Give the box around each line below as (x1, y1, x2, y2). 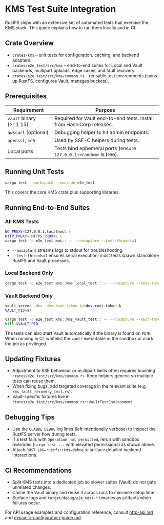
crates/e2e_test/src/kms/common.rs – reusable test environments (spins (12, 72, 158, 79)
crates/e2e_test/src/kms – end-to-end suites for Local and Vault (12, 62, 143, 68)
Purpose (95, 107, 116, 113)
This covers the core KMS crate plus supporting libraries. (5, 189, 120, 195)
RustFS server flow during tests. (12, 431, 77, 437)
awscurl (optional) (7, 129, 49, 135)
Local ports (7, 148, 34, 154)
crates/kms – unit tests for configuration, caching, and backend (12, 52, 139, 58)
